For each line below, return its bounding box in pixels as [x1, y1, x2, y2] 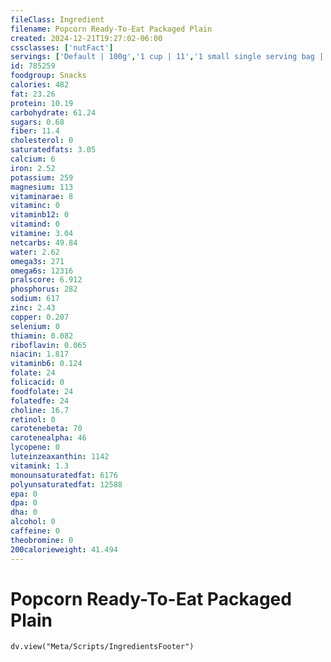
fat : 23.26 [10, 89, 56, 99]
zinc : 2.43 [10, 303, 56, 313]
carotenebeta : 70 [10, 424, 83, 434]
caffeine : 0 [10, 526, 60, 536]
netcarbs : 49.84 [10, 237, 78, 248]
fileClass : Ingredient [10, 14, 105, 25]
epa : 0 [10, 489, 38, 499]
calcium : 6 [10, 154, 56, 164]
